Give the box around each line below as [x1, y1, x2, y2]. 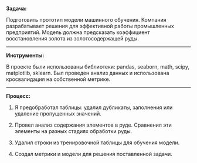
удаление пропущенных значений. [14, 110, 101, 117]
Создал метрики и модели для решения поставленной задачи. [14, 151, 173, 157]
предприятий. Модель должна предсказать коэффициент [6, 29, 151, 36]
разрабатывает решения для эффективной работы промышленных [6, 23, 174, 29]
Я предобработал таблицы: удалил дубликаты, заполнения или [14, 104, 173, 111]
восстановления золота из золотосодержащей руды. [6, 35, 140, 42]
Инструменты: [6, 52, 45, 59]
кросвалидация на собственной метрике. [6, 76, 111, 83]
